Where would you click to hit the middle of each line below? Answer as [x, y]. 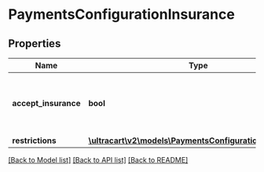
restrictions [34, 141]
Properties [35, 44]
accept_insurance [46, 103]
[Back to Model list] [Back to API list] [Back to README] [98, 160]
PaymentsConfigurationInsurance [122, 15]
